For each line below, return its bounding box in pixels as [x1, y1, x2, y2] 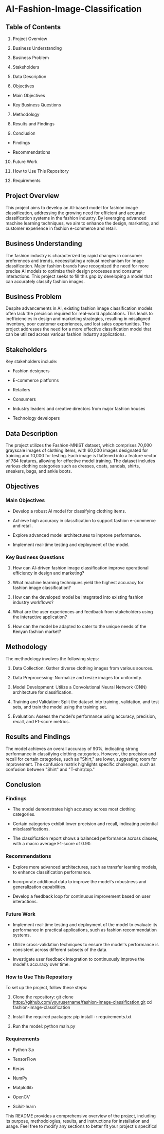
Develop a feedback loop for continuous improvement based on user [12, 893, 151, 899]
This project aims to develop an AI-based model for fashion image [5, 204, 138, 210]
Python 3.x [12, 1047, 35, 1053]
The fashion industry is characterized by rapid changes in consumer [5, 252, 143, 258]
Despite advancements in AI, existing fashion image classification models [5, 305, 153, 311]
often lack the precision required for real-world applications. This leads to [5, 311, 153, 317]
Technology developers [12, 415, 60, 421]
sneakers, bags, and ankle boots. [5, 468, 72, 474]
